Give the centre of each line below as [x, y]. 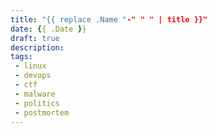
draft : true [35, 38]
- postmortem [42, 112]
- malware [35, 94]
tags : [21, 57]
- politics [37, 103]
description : [37, 47]
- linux [30, 66]
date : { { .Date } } [48, 29]
